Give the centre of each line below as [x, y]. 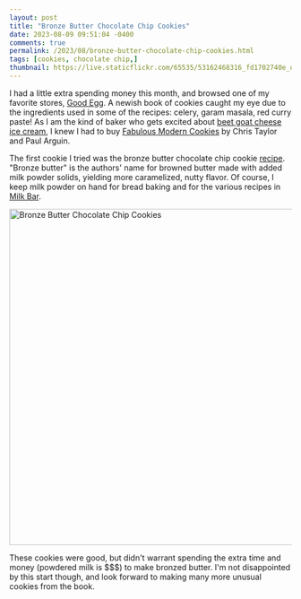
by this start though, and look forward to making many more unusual [136, 577]
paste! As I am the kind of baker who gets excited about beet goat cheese [146, 121]
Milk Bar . [26, 196]
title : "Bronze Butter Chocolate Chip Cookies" [100, 26]
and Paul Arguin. [40, 141]
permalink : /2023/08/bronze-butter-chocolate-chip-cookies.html [132, 51]
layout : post [34, 17]
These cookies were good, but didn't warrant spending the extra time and [145, 558]
